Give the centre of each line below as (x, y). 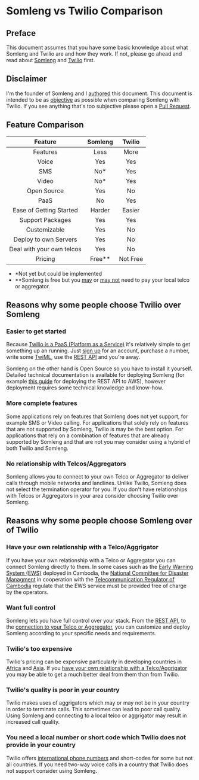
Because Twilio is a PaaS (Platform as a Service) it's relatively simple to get (98, 345)
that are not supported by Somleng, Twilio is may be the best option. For (95, 429)
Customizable (45, 230)
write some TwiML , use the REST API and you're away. (73, 357)
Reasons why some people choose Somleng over (99, 521)
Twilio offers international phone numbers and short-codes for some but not (99, 758)
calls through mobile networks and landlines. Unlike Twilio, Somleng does (96, 483)
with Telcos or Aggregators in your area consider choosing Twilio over (92, 495)
